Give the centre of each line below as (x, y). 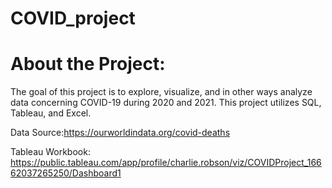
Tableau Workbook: (50, 152)
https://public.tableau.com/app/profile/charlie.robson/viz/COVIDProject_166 (166, 163)
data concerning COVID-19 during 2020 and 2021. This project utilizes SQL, (166, 103)
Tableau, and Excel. (51, 113)
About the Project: (88, 64)
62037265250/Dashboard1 (66, 173)
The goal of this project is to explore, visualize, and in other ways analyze (161, 92)
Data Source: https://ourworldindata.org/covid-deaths (120, 133)
